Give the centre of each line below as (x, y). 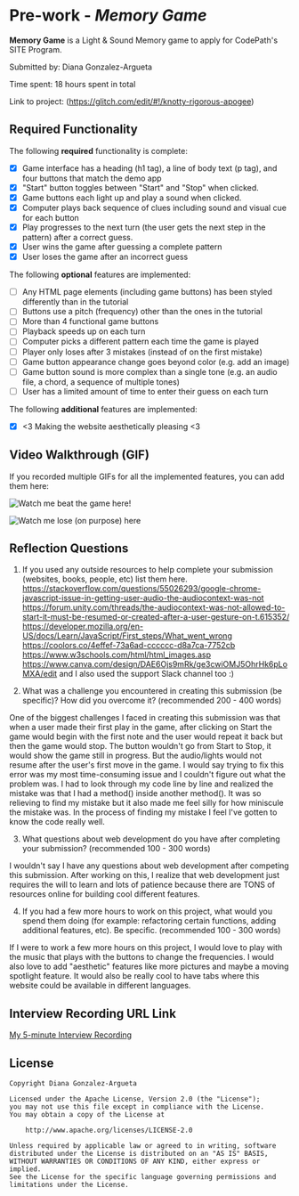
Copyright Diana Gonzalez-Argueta (73, 1084)
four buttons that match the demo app (92, 178)
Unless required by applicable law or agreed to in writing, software (143, 1146)
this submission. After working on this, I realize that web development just (145, 875)
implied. (25, 1169)
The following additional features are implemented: (103, 409)
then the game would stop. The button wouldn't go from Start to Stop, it (140, 746)
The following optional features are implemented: (100, 275)
